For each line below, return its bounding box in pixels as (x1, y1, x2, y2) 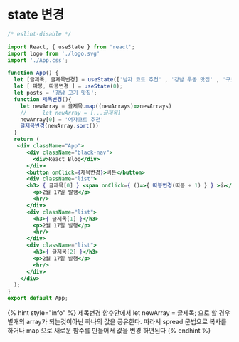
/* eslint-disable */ (7, 30, 72, 38)
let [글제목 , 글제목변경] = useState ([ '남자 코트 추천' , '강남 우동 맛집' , (14, 76, 220, 83)
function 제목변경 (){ (14, 95, 73, 103)
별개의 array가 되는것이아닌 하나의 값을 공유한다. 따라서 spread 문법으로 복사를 (7, 318, 227, 326)
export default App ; (7, 295, 69, 302)
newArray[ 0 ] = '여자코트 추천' (20, 115, 105, 123)
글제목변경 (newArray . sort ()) (20, 123, 100, 130)
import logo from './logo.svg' (7, 50, 100, 57)
